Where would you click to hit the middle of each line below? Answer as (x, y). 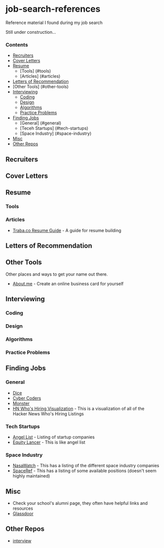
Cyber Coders (27, 398)
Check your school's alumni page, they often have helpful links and (80, 503)
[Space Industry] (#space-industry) (56, 134)
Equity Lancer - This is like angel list (49, 442)
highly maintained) (31, 476)
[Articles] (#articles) (40, 76)
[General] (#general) (41, 123)
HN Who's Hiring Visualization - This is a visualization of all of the (78, 408)
